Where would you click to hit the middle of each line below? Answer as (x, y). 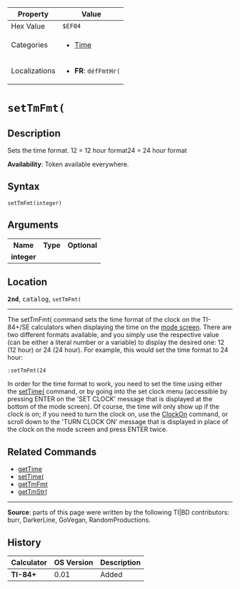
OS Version (74, 563)
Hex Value (28, 26)
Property (33, 14)
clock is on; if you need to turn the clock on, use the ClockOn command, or (118, 414)
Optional (82, 245)
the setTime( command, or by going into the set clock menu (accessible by (117, 391)
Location (27, 282)
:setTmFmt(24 (27, 371)
